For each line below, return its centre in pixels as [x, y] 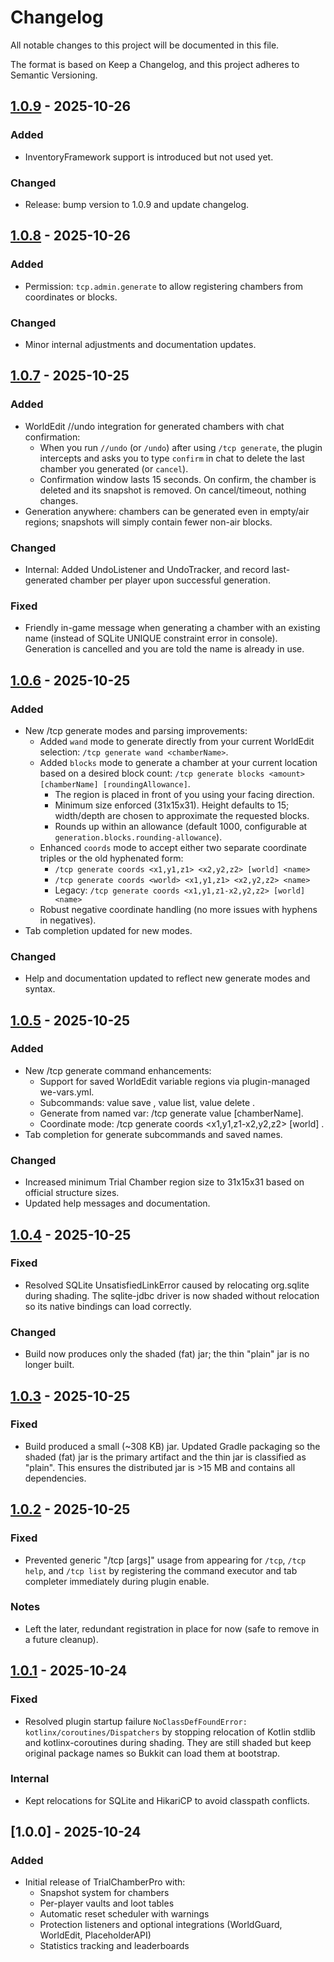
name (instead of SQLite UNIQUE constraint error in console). [151, 638]
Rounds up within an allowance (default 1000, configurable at [181, 826]
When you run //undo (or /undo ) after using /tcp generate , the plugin [181, 447]
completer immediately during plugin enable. [117, 1581]
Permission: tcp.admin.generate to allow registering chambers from [163, 286]
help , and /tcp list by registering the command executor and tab [161, 1570]
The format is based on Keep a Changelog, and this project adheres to [155, 64]
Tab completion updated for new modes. [108, 930]
